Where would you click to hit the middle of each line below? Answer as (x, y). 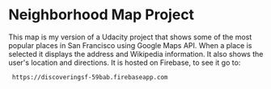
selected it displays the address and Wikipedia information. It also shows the (136, 54)
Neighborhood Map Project (102, 15)
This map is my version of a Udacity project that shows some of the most (130, 37)
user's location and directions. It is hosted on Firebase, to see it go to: (125, 63)
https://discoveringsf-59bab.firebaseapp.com (90, 77)
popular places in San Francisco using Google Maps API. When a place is (130, 45)
